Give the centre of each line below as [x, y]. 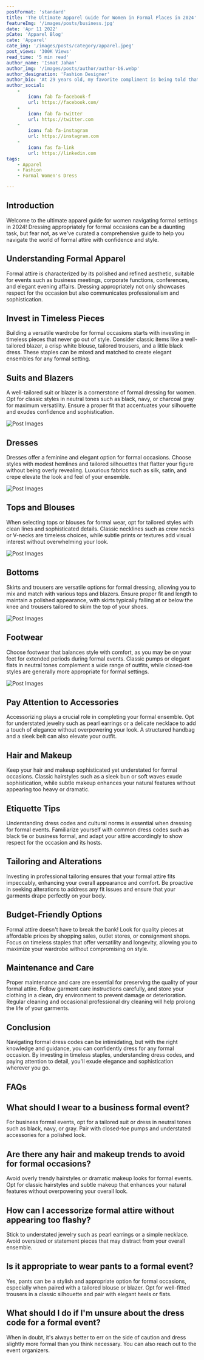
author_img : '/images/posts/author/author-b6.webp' [73, 68]
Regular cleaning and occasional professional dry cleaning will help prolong [101, 1002]
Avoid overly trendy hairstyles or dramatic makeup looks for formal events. [100, 1178]
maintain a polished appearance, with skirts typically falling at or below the [100, 600]
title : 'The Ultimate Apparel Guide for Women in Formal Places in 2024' [102, 18]
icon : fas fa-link [51, 147]
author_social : [25, 86]
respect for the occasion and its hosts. [54, 842]
